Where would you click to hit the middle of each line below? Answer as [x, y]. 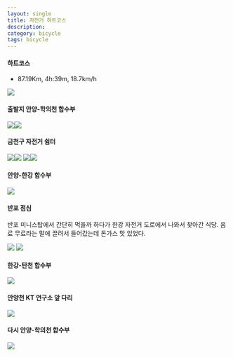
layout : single [29, 14]
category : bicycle [34, 33]
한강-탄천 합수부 [29, 265]
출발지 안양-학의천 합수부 [41, 108]
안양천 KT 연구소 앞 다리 [40, 297]
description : [26, 27]
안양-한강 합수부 [29, 175]
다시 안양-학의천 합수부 [39, 330]
